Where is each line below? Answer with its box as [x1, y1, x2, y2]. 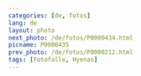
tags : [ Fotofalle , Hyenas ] [8, 56, 98, 64]
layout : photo [8, 26, 56, 34]
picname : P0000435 [8, 41, 69, 49]
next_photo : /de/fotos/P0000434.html [8, 33, 134, 42]
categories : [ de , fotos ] [8, 11, 91, 20]
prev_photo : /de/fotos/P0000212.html [8, 48, 134, 56]
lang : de [8, 19, 37, 27]
